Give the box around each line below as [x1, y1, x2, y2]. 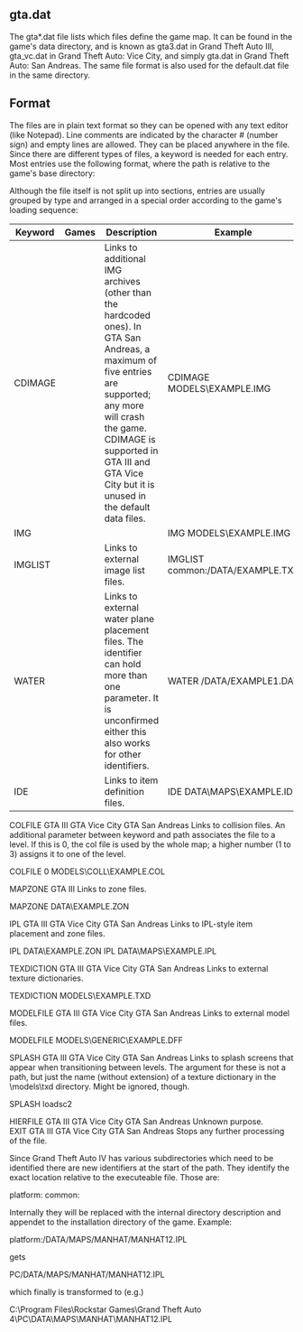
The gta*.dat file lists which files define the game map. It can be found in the [9, 31, 293, 42]
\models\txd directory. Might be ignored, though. [9, 1081, 190, 1092]
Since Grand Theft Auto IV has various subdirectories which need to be [9, 1152, 274, 1163]
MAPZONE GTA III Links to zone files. [9, 883, 147, 894]
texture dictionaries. [9, 973, 84, 983]
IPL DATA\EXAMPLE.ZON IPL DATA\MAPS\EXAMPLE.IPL [9, 945, 217, 956]
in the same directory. [9, 70, 90, 80]
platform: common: [9, 1189, 80, 1200]
